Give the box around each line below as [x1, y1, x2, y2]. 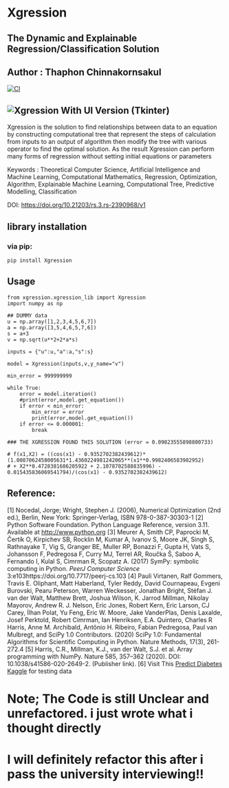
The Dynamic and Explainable [7, 32, 138, 44]
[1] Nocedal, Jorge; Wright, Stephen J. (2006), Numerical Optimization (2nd [7, 506, 221, 514]
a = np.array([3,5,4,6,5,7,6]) [7, 324, 97, 331]
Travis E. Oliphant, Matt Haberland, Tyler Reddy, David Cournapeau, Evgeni [7, 579, 221, 587]
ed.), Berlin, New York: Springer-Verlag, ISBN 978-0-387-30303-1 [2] [7, 513, 204, 521]
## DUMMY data [7, 312, 48, 319]
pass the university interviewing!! [7, 766, 204, 782]
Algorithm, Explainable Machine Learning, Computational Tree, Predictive [7, 180, 215, 189]
